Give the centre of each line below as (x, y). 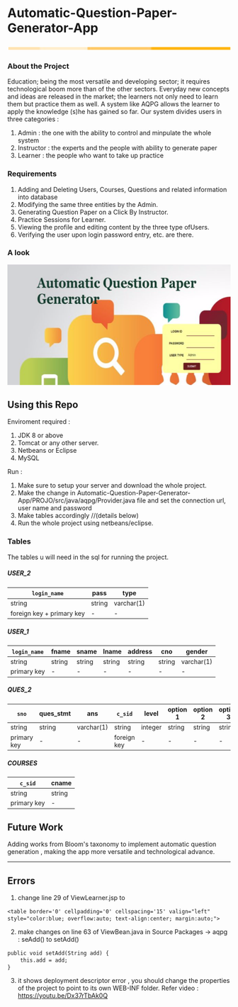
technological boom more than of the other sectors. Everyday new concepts (119, 89)
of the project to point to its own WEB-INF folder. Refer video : (108, 988)
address (140, 651)
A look (19, 253)
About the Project (38, 66)
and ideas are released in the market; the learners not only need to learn (113, 96)
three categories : (33, 119)
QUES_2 (19, 690)
